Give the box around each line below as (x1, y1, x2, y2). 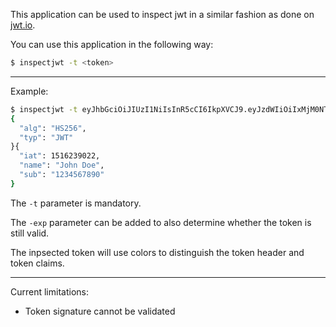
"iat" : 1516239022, (19, 151, 101, 161)
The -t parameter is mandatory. (10, 197, 142, 209)
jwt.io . (10, 19, 36, 31)
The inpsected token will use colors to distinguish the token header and (10, 246, 305, 258)
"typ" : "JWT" (19, 132, 74, 143)
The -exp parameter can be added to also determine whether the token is (10, 216, 312, 228)
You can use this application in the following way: (10, 39, 214, 50)
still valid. (10, 227, 50, 239)
